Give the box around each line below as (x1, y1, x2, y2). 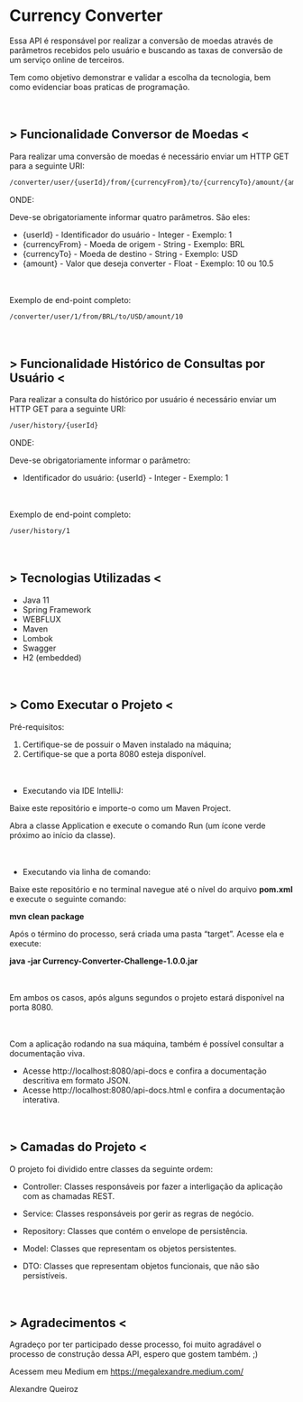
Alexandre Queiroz (9, 1384, 78, 1395)
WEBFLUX (22, 613, 61, 624)
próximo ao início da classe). (9, 829, 115, 840)
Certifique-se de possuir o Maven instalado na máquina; (22, 739, 232, 750)
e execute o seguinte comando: (9, 893, 126, 904)
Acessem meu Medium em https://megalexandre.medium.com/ (9, 1366, 244, 1377)
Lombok (22, 632, 54, 643)
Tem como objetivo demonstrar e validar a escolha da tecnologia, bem (9, 71, 271, 82)
